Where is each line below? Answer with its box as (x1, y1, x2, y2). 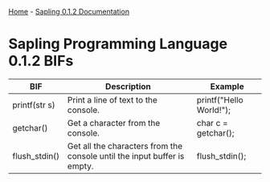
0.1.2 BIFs (8, 52, 74, 71)
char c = (196, 117, 228, 128)
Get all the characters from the (67, 140, 183, 152)
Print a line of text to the (67, 94, 158, 105)
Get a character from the (67, 117, 161, 128)
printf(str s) (12, 99, 56, 111)
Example (210, 80, 244, 91)
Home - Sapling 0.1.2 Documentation (8, 7, 130, 16)
